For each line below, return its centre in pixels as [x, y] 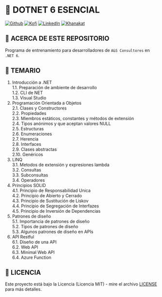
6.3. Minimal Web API [33, 252]
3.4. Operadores [28, 180]
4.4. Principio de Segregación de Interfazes [56, 206]
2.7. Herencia [25, 139]
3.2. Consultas [26, 170]
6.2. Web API [25, 247]
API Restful [23, 236]
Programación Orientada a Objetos [47, 103]
